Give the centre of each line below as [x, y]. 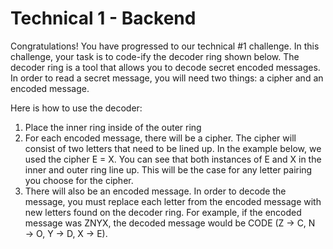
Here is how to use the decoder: [76, 108]
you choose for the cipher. [79, 180]
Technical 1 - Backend [103, 18]
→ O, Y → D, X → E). [66, 233]
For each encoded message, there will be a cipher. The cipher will [160, 138]
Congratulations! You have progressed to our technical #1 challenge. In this [165, 46]
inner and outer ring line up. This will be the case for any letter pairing [168, 169]
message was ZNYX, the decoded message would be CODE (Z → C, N [170, 223]
